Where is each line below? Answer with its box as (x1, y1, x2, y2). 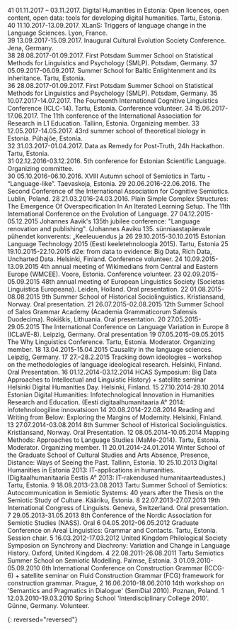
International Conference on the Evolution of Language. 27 (7, 209, 178, 218)
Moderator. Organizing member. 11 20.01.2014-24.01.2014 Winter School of (7, 443, 225, 451)
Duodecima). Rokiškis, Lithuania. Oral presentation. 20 (7, 315, 166, 324)
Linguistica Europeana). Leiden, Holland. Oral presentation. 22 (7, 285, 189, 293)
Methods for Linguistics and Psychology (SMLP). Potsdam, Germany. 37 (7, 59, 218, 67)
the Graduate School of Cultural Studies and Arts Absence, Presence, (7, 451, 210, 459)
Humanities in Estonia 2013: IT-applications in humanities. (7, 466, 175, 474)
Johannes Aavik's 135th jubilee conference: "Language (40, 217, 200, 226)
